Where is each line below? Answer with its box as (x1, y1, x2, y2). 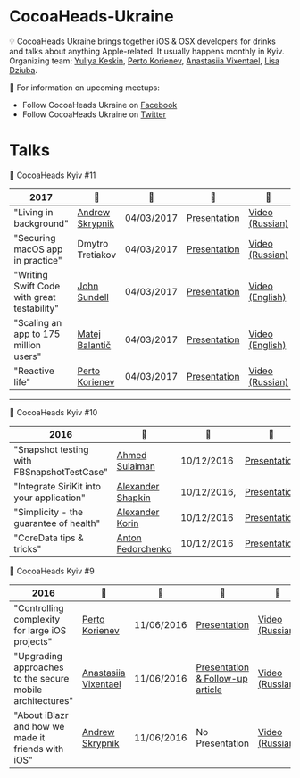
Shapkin (116, 491, 151, 504)
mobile (13, 683, 43, 696)
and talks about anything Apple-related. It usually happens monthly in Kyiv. (9, 46, 285, 56)
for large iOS (13, 623, 67, 636)
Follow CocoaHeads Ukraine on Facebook (21, 99, 178, 110)
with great (13, 290, 56, 303)
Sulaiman (116, 460, 156, 473)
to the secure (13, 672, 70, 684)
